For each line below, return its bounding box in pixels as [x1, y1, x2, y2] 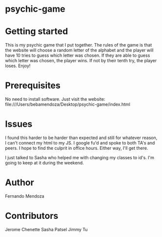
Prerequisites [5, 80, 61, 91]
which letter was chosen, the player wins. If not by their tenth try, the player [5, 58, 157, 64]
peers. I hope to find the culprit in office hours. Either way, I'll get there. [5, 145, 148, 151]
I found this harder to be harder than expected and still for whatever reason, [5, 135, 158, 141]
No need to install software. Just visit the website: [5, 96, 105, 102]
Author [5, 177, 34, 188]
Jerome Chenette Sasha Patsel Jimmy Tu [5, 226, 88, 232]
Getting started [5, 26, 68, 37]
